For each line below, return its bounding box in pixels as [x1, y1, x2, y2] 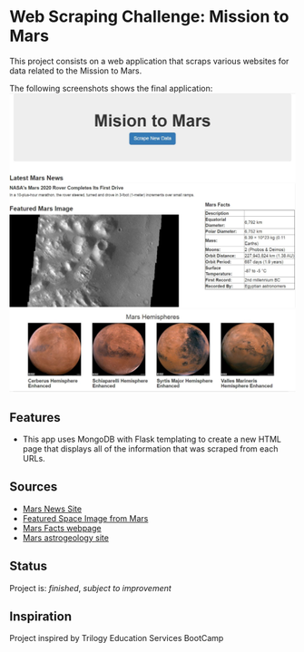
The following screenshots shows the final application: [9, 83, 213, 93]
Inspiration [9, 608, 73, 624]
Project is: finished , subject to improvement [9, 582, 172, 593]
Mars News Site [22, 503, 83, 514]
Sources [9, 479, 58, 495]
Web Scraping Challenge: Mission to [9, 6, 289, 27]
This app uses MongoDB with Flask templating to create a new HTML [22, 433, 281, 444]
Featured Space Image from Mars [22, 512, 149, 523]
